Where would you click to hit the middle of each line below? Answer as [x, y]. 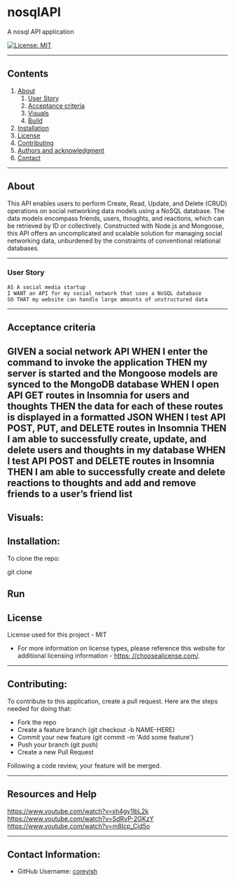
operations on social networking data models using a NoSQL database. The [116, 210]
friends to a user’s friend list [70, 494]
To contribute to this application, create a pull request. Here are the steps [113, 701]
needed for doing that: [40, 708]
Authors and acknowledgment [61, 150]
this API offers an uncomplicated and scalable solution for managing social [115, 233]
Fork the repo [37, 722]
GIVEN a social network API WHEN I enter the [108, 351]
